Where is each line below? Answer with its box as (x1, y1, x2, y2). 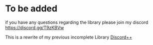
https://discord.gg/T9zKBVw (5, 24, 64, 30)
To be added (5, 3, 58, 14)
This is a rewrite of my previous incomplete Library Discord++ (5, 34, 133, 40)
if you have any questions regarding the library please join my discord (5, 19, 149, 25)
